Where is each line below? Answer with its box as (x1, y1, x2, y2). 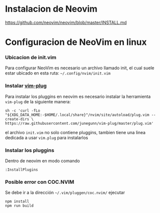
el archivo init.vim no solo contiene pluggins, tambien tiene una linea (5, 129, 146, 135)
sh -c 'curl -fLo (5, 108, 40, 113)
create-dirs (5, 116, 29, 121)
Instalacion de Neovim (5, 3, 98, 15)
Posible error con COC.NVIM (5, 178, 75, 185)
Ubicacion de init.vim (5, 54, 57, 61)
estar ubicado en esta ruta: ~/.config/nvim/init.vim (5, 70, 111, 76)
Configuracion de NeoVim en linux (5, 37, 147, 48)
